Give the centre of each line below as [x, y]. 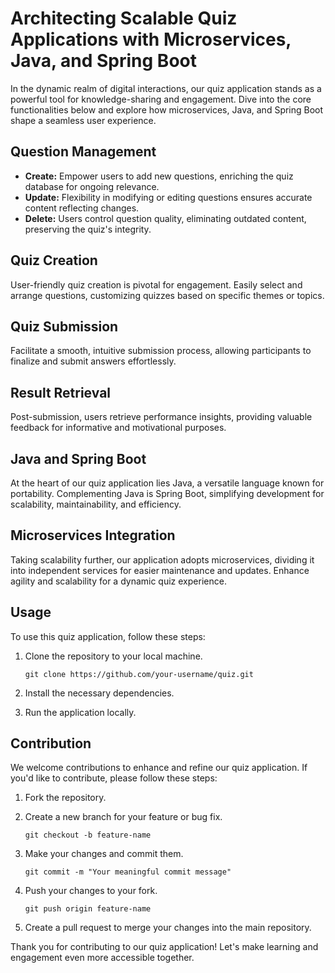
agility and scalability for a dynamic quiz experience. [118, 581]
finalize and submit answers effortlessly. [93, 361]
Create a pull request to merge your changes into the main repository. [168, 928]
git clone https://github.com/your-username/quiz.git [139, 674]
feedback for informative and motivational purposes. [118, 428]
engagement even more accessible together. [102, 958]
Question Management [83, 152]
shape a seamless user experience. [83, 120]
